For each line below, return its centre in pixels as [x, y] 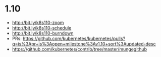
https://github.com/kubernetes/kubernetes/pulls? [74, 38]
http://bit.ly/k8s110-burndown [43, 33]
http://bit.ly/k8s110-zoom [38, 22]
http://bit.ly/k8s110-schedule [42, 27]
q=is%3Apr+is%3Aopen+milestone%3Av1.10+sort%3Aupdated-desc [84, 43]
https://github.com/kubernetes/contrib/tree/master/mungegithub [79, 49]
